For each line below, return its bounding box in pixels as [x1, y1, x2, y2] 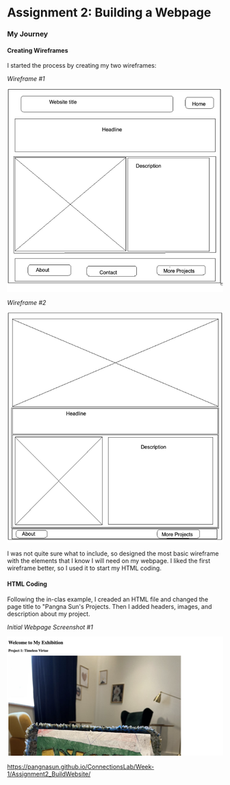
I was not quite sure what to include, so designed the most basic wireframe [7, 549, 219, 558]
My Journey [7, 29, 49, 39]
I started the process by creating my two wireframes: [7, 62, 157, 70]
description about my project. [7, 610, 90, 618]
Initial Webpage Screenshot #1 [7, 623, 94, 631]
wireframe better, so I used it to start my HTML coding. [7, 564, 162, 573]
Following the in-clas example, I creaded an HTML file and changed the [7, 595, 209, 603]
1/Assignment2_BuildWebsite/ [7, 769, 91, 778]
